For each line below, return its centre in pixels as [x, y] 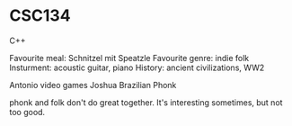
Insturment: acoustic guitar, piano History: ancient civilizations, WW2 [137, 67]
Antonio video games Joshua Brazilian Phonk [93, 85]
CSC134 [40, 16]
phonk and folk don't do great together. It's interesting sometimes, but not [146, 102]
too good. [27, 112]
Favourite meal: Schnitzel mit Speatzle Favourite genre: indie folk [129, 58]
